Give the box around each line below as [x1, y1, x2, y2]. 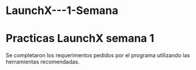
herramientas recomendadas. [5, 58, 80, 66]
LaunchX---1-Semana [5, 4, 119, 18]
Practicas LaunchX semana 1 [5, 32, 155, 46]
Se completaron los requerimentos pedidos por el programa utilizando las [5, 52, 190, 59]
